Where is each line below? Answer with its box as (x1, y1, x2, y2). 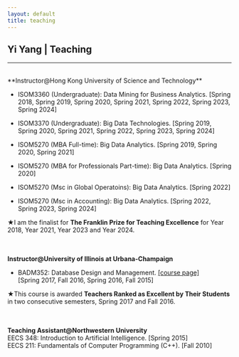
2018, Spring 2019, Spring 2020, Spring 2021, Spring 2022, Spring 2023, (17, 97, 230, 107)
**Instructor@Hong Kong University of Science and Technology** (7, 76, 203, 85)
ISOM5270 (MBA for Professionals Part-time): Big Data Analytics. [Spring (17, 161, 232, 171)
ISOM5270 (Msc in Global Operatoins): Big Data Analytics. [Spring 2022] (17, 183, 231, 192)
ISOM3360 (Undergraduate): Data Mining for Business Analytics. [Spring (17, 90, 231, 99)
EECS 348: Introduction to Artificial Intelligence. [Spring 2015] (7, 334, 188, 342)
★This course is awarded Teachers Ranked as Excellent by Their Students (7, 289, 230, 299)
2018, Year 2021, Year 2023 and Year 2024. (7, 225, 135, 235)
